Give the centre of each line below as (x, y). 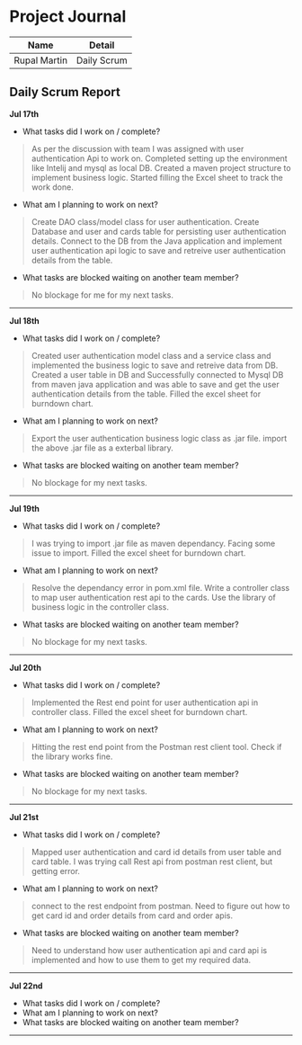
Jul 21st (24, 817)
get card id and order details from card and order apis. (132, 915)
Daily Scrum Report (65, 92)
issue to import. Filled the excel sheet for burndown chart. (138, 553)
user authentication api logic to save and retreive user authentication (158, 250)
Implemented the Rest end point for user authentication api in (145, 702)
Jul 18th (25, 320)
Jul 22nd (26, 986)
